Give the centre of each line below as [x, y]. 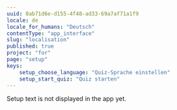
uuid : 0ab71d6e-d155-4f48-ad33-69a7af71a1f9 [73, 14]
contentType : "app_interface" [51, 33]
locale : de [22, 20]
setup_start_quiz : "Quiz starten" [70, 79]
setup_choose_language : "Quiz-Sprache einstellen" [95, 72]
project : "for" [29, 53]
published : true [30, 46]
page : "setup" [27, 60]
